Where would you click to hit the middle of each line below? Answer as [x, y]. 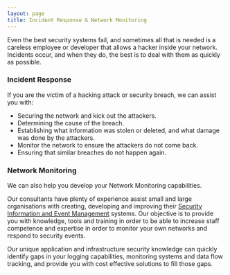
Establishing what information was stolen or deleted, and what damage [118, 130]
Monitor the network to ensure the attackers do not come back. [108, 145]
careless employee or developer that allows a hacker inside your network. [113, 47]
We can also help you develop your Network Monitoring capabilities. [105, 186]
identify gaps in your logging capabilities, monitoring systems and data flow [115, 256]
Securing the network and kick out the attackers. [87, 116]
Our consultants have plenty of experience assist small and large [100, 199]
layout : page [26, 14]
